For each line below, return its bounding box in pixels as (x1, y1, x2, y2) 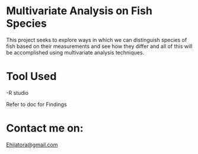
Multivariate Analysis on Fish (6, 4, 153, 18)
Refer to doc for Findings (6, 101, 67, 108)
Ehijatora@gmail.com (6, 141, 58, 148)
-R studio (6, 89, 28, 96)
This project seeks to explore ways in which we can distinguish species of (6, 36, 187, 43)
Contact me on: (6, 121, 84, 135)
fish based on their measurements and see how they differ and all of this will (6, 43, 193, 50)
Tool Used (6, 70, 57, 84)
